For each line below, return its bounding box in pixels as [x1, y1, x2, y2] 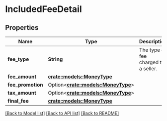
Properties [5, 23, 39, 32]
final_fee [7, 98, 29, 104]
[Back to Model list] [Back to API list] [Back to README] [5, 111, 119, 116]
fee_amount [7, 73, 37, 80]
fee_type [7, 56, 29, 63]
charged [139, 59, 159, 66]
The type [139, 46, 161, 53]
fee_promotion [7, 81, 43, 88]
